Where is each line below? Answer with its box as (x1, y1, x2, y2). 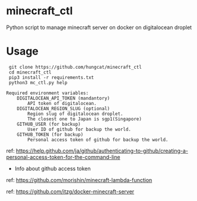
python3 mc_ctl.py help (8, 79, 68, 85)
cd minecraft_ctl (8, 69, 52, 75)
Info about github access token (14, 165, 91, 172)
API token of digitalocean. (27, 100, 97, 106)
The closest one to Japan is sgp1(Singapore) (27, 116, 142, 122)
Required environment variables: (6, 90, 89, 96)
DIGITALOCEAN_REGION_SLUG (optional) (17, 106, 110, 111)
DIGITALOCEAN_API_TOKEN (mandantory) (17, 95, 110, 101)
